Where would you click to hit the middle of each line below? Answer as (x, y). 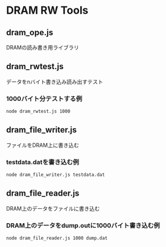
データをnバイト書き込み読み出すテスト (55, 82)
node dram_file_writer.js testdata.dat (56, 175)
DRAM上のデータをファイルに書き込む (53, 208)
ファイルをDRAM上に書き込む (43, 145)
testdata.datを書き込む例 (43, 162)
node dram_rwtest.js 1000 (38, 112)
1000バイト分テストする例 (44, 98)
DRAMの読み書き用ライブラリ (43, 47)
